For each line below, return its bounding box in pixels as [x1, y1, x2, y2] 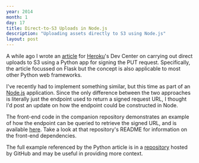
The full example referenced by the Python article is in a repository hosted [6, 143, 188, 151]
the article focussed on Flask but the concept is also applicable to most [6, 65, 181, 72]
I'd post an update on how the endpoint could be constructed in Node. [6, 102, 178, 108]
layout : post [6, 36, 39, 42]
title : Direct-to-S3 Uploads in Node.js [6, 25, 108, 31]
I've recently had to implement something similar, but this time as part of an [6, 83, 191, 90]
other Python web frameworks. [6, 72, 82, 78]
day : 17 [6, 20, 26, 25]
